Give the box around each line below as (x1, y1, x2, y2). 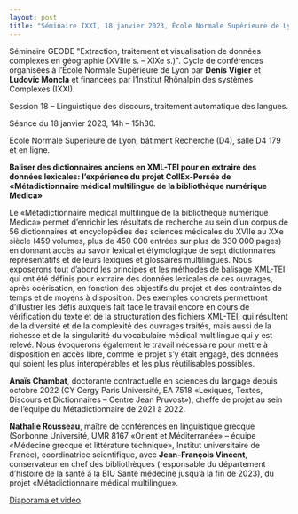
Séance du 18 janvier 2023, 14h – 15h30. (9, 117, 157, 129)
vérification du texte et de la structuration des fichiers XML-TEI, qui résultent (9, 311, 288, 321)
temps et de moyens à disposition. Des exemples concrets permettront (9, 292, 268, 303)
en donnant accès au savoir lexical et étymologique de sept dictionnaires (9, 245, 277, 256)
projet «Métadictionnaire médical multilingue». (9, 477, 179, 488)
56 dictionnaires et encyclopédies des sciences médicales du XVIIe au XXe (9, 225, 284, 236)
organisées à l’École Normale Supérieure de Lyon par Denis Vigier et (9, 64, 262, 75)
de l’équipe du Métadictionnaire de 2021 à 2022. (9, 403, 186, 414)
